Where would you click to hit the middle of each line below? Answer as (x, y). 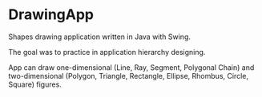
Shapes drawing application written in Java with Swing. (99, 37)
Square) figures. (35, 84)
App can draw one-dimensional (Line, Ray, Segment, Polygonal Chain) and (131, 67)
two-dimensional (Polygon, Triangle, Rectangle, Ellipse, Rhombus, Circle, (128, 76)
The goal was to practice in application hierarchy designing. (107, 52)
